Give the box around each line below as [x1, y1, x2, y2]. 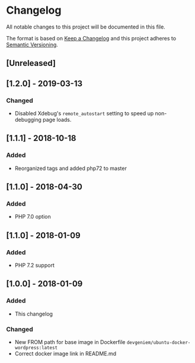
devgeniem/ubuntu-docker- [126, 340, 191, 346]
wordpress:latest [14, 345, 58, 351]
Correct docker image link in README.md [14, 350, 117, 357]
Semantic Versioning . [6, 41, 58, 48]
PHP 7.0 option [14, 213, 52, 220]
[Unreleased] [6, 58, 56, 68]
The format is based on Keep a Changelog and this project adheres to [6, 34, 177, 42]
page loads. [42, 116, 72, 124]
